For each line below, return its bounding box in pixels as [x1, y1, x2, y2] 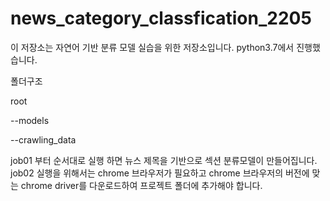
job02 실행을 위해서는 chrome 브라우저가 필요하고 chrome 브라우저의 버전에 [10, 167, 310, 179]
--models [10, 114, 50, 126]
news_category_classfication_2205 [10, 7, 312, 30]
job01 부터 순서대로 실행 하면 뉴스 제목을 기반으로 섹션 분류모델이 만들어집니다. [10, 154, 318, 166]
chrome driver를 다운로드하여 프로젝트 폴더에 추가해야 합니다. [20, 179, 263, 191]
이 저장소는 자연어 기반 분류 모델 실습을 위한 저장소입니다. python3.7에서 [10, 41, 295, 53]
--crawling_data [10, 133, 77, 146]
